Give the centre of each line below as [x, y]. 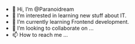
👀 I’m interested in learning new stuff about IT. [69, 15]
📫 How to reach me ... [40, 35]
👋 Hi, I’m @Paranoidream [43, 9]
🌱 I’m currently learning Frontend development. [71, 22]
